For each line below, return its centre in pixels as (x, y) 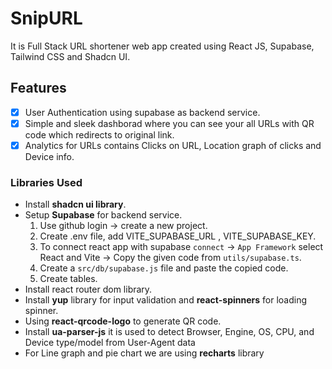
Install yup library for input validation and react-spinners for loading (165, 300)
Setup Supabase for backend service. (103, 215)
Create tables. (68, 279)
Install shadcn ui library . (75, 204)
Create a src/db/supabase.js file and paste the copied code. (164, 268)
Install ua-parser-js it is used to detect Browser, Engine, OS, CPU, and (169, 332)
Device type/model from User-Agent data (110, 343)
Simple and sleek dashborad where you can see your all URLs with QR (169, 123)
